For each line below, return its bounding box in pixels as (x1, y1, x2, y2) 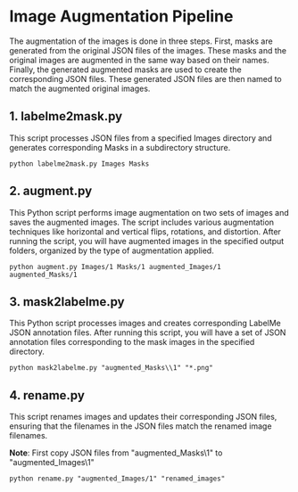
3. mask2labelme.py (9, 294, 125, 309)
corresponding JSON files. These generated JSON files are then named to (9, 73, 283, 84)
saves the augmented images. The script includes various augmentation (9, 217, 275, 227)
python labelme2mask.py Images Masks (9, 159, 150, 168)
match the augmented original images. (9, 83, 151, 94)
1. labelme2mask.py (9, 109, 123, 124)
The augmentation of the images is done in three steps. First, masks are (9, 36, 274, 46)
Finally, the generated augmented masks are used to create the (9, 64, 243, 75)
